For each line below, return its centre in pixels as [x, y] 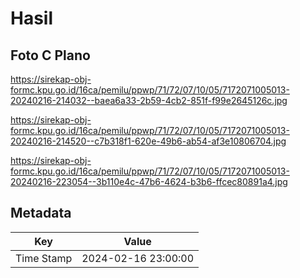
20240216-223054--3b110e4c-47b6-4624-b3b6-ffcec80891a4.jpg [149, 181]
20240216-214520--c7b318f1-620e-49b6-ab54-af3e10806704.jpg [148, 141]
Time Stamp [44, 258]
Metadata [41, 213]
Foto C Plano [50, 55]
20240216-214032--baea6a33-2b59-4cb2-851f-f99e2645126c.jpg [149, 100]
